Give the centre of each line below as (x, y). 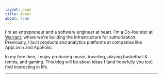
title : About (18, 14)
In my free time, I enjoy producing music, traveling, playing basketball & (76, 57)
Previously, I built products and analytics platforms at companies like (73, 42)
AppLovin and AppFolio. (29, 47)
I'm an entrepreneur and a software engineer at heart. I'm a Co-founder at (79, 32)
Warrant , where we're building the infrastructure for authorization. (71, 37)
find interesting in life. (27, 67)
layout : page (18, 9)
